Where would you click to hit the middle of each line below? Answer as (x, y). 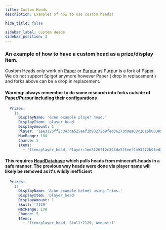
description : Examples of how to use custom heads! (59, 14)
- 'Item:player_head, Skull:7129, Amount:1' (69, 223)
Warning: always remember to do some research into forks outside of (78, 93)
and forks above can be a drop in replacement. (53, 81)
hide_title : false (24, 23)
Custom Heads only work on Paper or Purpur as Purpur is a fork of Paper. (80, 71)
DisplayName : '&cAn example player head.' (62, 117)
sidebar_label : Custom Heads (35, 32)
